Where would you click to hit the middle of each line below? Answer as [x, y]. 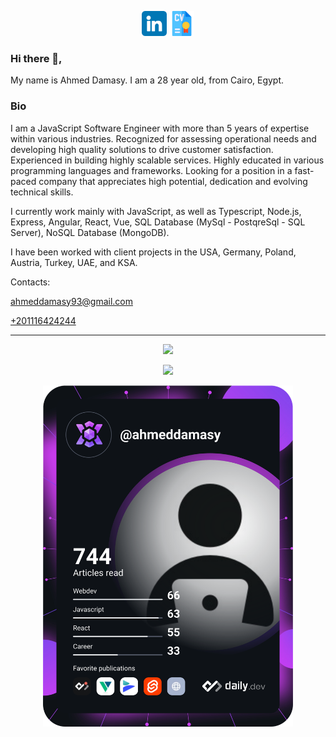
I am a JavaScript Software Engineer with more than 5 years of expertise [160, 128]
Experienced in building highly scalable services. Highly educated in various [167, 160]
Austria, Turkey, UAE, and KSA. [74, 262]
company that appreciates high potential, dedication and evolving [173, 181]
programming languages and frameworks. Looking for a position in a [151, 170]
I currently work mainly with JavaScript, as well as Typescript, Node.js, [156, 211]
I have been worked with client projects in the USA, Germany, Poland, [153, 252]
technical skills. [42, 192]
